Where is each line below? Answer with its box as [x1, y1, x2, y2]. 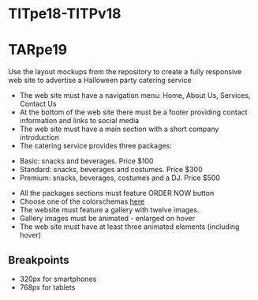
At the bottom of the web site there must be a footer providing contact [19, 107, 248, 117]
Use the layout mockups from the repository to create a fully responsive [8, 67, 242, 77]
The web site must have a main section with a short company [19, 124, 219, 134]
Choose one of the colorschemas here [19, 197, 145, 206]
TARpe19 [8, 41, 68, 59]
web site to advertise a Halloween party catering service [8, 76, 192, 85]
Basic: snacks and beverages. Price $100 [19, 156, 154, 166]
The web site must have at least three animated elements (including [19, 222, 240, 231]
